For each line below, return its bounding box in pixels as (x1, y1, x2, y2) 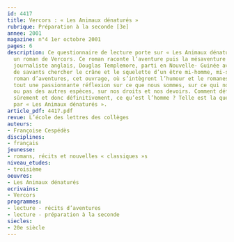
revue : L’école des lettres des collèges (7, 114, 130, 121)
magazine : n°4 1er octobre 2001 (7, 36, 101, 43)
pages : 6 (7, 43, 33, 50)
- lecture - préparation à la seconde (7, 211, 120, 218)
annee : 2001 (7, 29, 42, 37)
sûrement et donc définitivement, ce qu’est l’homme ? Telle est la (13, 95, 217, 102)
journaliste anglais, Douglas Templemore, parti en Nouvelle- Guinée (13, 62, 219, 69)
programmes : (7, 198, 42, 206)
